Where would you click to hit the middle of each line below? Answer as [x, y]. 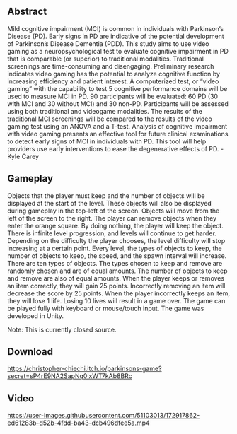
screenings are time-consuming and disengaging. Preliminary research [111, 66]
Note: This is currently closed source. [62, 329]
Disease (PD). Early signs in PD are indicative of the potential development [116, 36]
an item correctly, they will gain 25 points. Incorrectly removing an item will [116, 286]
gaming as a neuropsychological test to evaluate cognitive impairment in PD [118, 51]
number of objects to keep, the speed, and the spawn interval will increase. [117, 256]
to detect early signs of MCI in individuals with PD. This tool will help [107, 141]
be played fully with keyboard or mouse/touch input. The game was [106, 308]
